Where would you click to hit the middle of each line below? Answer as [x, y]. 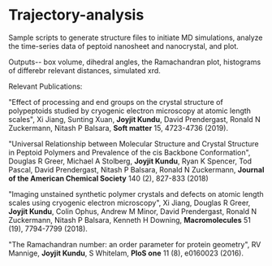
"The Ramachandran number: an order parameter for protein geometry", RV [135, 244]
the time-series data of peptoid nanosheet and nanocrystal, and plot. [124, 46]
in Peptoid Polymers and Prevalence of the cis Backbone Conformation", [130, 152]
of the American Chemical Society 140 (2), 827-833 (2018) [108, 178]
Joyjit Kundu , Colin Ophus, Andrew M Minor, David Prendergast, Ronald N [133, 211]
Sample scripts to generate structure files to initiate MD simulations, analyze [136, 37]
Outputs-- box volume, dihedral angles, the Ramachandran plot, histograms [135, 62]
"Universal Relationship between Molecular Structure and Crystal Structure [134, 143]
